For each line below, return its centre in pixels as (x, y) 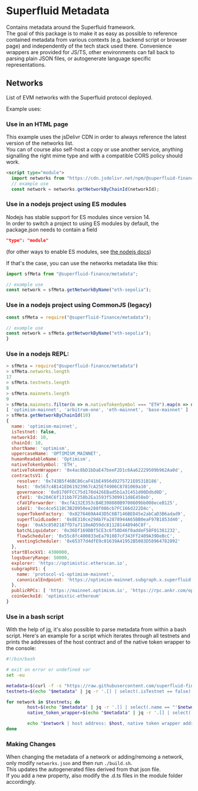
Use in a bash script (35, 617)
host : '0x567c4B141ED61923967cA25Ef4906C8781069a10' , (84, 486)
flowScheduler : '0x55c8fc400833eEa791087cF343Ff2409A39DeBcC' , (96, 536)
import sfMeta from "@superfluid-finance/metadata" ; (72, 274)
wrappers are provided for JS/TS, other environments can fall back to (90, 52)
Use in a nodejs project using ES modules (66, 204)
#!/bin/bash (21, 659)
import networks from (38, 178)
